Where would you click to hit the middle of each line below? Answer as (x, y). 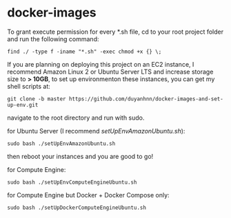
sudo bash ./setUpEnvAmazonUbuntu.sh (61, 143)
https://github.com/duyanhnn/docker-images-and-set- (146, 99)
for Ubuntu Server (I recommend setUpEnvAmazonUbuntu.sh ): (96, 131)
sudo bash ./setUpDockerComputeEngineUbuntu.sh (77, 208)
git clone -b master (37, 99)
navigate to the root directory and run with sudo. (76, 118)
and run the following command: (53, 39)
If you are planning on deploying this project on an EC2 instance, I (101, 64)
